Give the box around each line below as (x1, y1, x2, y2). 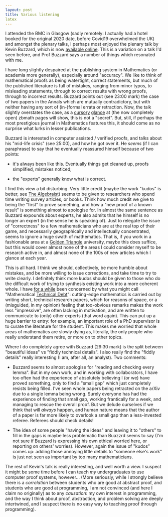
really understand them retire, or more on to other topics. (5, 334, 123, 340)
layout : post (5, 7, 33, 13)
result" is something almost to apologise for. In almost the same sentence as (5, 207, 163, 213)
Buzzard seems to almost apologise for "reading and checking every (12, 364, 154, 370)
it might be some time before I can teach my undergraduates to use (5, 469, 144, 475)
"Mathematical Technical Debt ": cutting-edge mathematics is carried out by (5, 292, 161, 298)
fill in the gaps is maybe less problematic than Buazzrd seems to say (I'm (12, 433, 163, 439)
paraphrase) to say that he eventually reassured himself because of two (5, 146, 154, 152)
